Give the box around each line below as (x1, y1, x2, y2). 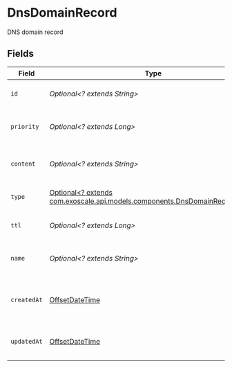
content (10, 159, 36, 168)
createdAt (10, 296, 43, 304)
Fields (7, 48, 35, 60)
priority (10, 123, 39, 130)
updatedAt (10, 338, 43, 345)
